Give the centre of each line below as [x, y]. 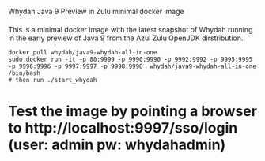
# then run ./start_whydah [53, 80]
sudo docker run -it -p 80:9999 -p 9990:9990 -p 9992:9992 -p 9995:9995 [131, 59]
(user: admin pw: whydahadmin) [117, 144]
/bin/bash [25, 73]
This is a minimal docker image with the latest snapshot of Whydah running [131, 29]
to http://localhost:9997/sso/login [123, 127]
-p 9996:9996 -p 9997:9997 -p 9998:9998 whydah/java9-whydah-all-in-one [132, 66]
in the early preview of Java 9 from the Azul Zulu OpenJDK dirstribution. [126, 38]
